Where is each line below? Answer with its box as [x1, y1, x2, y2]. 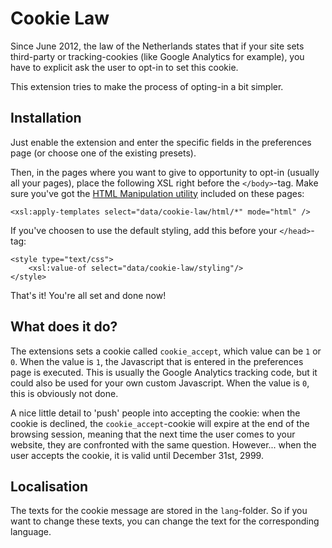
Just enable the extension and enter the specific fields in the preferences [10, 136, 312, 148]
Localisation [10, 478, 89, 495]
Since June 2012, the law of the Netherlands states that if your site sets [10, 40, 305, 52]
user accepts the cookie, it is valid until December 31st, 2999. [10, 449, 264, 461]
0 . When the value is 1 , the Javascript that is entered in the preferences [10, 355, 304, 367]
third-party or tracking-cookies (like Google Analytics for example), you [10, 50, 305, 62]
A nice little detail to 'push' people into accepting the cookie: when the [10, 407, 301, 419]
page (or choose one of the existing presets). [10, 147, 197, 159]
